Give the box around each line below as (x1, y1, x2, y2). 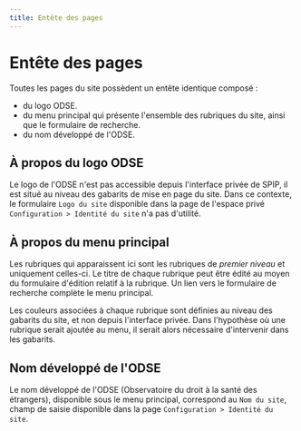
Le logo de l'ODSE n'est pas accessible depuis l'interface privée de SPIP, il (9, 179, 288, 191)
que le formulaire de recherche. (22, 119, 141, 130)
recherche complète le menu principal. (9, 288, 154, 299)
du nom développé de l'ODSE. (22, 129, 136, 140)
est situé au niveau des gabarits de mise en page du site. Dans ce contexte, (9, 189, 292, 200)
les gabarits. (9, 334, 56, 345)
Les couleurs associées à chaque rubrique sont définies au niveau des (9, 305, 274, 316)
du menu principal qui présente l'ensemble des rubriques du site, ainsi (22, 110, 286, 121)
